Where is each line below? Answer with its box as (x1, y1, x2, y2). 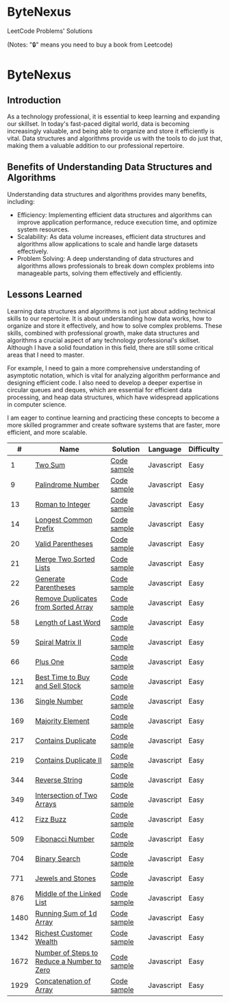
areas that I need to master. (7, 351, 84, 359)
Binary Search (35, 854, 81, 863)
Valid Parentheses (35, 539, 94, 548)
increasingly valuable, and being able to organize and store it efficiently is (7, 127, 215, 135)
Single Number (35, 696, 84, 706)
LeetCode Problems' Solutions (7, 27, 93, 35)
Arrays (35, 799, 57, 809)
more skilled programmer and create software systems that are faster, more (7, 420, 220, 429)
